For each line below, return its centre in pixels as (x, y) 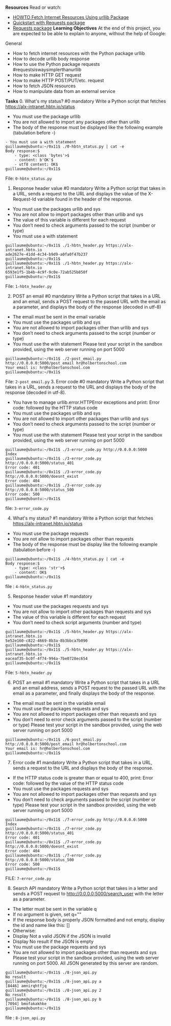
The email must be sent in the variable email (59, 703)
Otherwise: (24, 931)
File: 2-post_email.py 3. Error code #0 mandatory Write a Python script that (85, 382)
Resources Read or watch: (33, 7)
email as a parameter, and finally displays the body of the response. (84, 693)
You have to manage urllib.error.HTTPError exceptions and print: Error (86, 402)
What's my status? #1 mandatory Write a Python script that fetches (83, 518)
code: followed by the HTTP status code (55, 408)
